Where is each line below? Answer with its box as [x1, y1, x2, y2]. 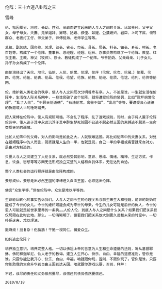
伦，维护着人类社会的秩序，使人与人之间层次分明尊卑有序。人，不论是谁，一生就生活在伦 [5, 90, 157, 95]
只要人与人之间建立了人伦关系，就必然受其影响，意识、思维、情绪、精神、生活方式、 [5, 154, 149, 159]
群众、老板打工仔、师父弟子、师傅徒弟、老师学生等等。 [5, 36, 99, 40]
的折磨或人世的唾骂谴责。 [5, 105, 49, 110]
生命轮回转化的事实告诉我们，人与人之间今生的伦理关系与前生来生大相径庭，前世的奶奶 [5, 197, 153, 202]
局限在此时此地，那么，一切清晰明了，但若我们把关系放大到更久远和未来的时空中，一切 [8, 213, 157, 218]
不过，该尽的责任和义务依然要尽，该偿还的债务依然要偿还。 [5, 271, 106, 276]
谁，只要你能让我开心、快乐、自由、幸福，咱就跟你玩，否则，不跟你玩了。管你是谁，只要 [5, 257, 157, 262]
